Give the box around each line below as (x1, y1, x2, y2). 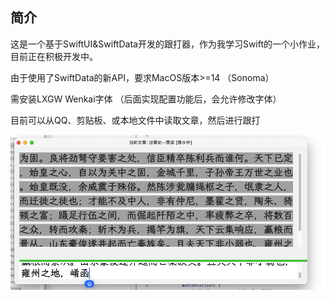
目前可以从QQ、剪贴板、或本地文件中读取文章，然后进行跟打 (10, 114, 261, 126)
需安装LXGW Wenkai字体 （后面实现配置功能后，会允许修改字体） (10, 93, 282, 105)
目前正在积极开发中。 (10, 50, 98, 62)
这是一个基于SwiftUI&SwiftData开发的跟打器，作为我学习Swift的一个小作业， (10, 38, 326, 50)
